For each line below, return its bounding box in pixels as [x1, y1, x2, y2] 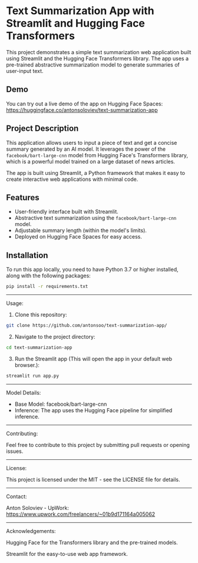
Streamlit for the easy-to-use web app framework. [6, 550, 128, 557]
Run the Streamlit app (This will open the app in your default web [14, 355, 173, 362]
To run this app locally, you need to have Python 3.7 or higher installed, [6, 266, 179, 273]
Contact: [6, 493, 28, 500]
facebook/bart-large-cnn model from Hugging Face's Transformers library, [6, 151, 189, 158]
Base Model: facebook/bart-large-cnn [14, 400, 107, 408]
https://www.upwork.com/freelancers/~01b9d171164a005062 [6, 511, 156, 518]
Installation [6, 250, 48, 260]
